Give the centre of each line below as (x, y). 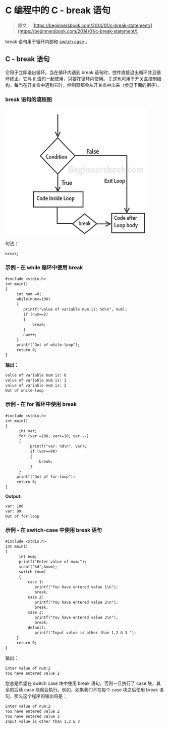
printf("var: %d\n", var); (58, 446)
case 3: (36, 612)
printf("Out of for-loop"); (46, 477)
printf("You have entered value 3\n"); (76, 617)
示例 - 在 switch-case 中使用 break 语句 (54, 530)
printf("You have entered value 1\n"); (76, 587)
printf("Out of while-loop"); (48, 345)
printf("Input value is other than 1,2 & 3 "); (86, 633)
